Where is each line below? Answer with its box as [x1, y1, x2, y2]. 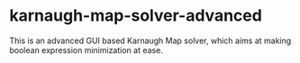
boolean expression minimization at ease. [9, 44, 164, 55]
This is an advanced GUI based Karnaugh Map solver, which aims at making [9, 35, 292, 46]
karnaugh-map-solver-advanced [9, 5, 263, 26]
